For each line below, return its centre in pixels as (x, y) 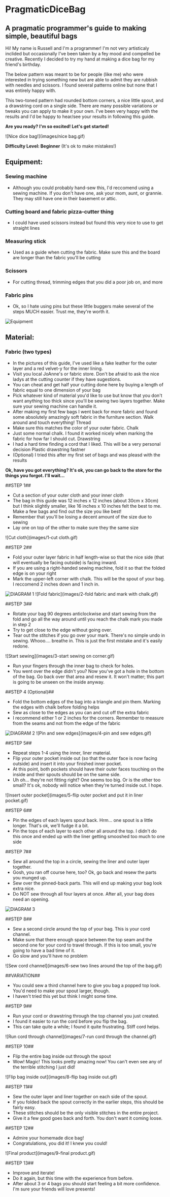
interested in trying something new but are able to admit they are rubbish (81, 80)
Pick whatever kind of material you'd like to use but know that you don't (87, 395)
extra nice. (24, 888)
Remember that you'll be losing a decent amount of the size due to (82, 516)
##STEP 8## (19, 919)
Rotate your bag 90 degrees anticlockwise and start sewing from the (84, 613)
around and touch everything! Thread (52, 422)
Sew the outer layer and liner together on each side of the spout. (80, 1096)
